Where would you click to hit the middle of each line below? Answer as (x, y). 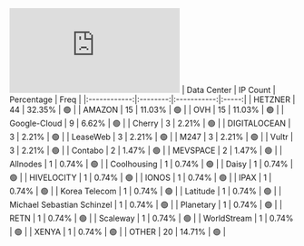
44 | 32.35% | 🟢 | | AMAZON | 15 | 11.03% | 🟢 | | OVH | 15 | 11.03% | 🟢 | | (147, 109)
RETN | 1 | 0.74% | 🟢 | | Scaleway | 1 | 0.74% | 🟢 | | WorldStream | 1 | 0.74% (152, 218)
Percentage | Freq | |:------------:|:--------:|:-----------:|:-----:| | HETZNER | (152, 99)
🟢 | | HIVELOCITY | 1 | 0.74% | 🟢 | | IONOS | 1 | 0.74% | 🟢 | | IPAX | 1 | (141, 177)
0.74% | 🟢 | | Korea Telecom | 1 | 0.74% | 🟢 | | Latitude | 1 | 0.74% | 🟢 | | (146, 191)
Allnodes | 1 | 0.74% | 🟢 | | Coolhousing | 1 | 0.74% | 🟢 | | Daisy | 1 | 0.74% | (151, 164)
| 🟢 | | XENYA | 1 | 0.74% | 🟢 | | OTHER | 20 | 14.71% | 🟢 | (118, 232)
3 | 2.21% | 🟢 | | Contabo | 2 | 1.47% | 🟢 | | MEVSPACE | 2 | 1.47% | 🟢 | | (146, 150)
